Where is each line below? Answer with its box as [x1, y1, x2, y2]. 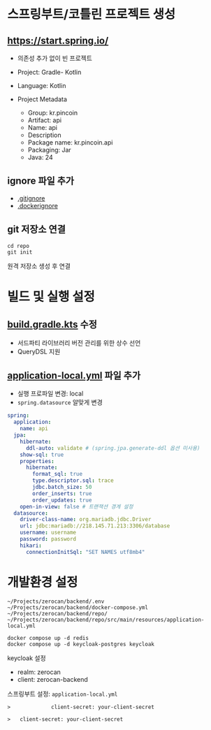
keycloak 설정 [7, 654, 47, 662]
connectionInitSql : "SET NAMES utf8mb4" [25, 548, 145, 555]
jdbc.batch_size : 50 [32, 483, 92, 491]
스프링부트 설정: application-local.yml [7, 689, 118, 698]
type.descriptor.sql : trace [32, 477, 114, 484]
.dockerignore [17, 201, 58, 210]
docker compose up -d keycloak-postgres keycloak [7, 641, 155, 648]
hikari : [20, 542, 42, 549]
